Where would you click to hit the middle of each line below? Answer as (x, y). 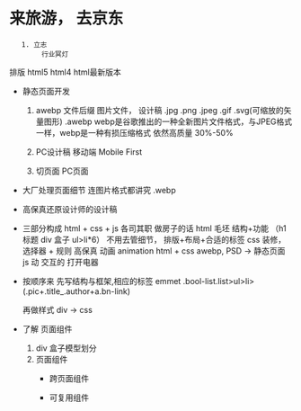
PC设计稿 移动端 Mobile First (89, 152)
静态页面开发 (46, 91)
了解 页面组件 (47, 328)
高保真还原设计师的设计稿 (70, 209)
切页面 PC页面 (62, 171)
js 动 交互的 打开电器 (60, 262)
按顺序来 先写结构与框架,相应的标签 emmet (102, 281)
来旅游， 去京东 (66, 18)
